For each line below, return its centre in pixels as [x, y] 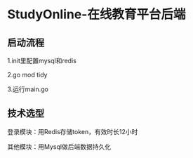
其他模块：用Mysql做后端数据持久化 [59, 146]
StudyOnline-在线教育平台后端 [96, 14]
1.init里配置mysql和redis [42, 61]
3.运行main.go [28, 89]
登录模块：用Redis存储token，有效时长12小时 [73, 131]
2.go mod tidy [27, 75]
